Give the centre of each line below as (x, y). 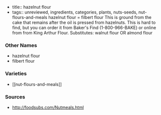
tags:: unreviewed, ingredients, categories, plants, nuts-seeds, (75, 12)
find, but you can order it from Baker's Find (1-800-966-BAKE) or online (84, 28)
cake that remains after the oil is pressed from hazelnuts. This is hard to (84, 22)
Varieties (16, 74)
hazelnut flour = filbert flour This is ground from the (100, 17)
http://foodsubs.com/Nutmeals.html (48, 107)
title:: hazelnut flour (31, 7)
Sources (15, 97)
